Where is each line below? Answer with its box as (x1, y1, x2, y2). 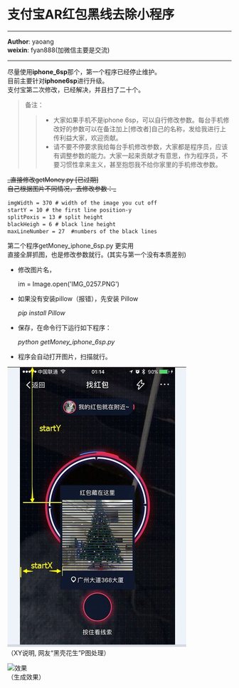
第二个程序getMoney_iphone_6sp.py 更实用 (7, 241, 134, 250)
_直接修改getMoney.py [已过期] (7, 175, 99, 184)
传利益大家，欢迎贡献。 (53, 133, 122, 142)
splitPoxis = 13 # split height (7, 213, 103, 221)
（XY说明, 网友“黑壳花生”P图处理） (7, 648, 110, 657)
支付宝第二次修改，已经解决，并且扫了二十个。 (7, 85, 144, 93)
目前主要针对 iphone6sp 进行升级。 (7, 76, 109, 85)
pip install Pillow (17, 308, 65, 317)
